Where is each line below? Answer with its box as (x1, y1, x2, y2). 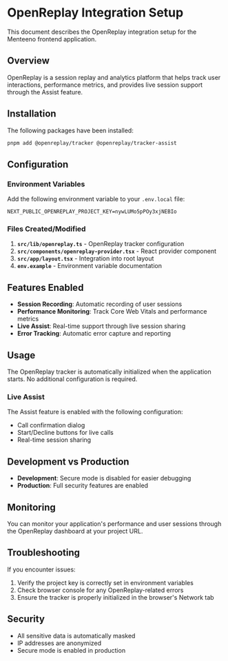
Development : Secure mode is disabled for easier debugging (17, 474, 191, 482)
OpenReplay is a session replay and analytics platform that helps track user (7, 73, 221, 81)
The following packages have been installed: (7, 126, 134, 134)
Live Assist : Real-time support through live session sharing (17, 322, 186, 330)
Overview (7, 55, 50, 67)
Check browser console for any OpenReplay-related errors (17, 586, 184, 594)
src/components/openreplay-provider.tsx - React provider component (17, 247, 217, 256)
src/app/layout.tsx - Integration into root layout (17, 254, 154, 263)
